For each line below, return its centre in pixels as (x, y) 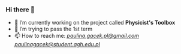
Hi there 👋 (20, 10)
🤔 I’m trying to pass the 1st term (53, 29)
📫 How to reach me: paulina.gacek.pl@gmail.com (76, 36)
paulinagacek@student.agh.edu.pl (57, 44)
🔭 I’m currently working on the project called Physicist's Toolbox (95, 23)
